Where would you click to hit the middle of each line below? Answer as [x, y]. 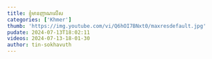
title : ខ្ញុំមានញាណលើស [35, 13]
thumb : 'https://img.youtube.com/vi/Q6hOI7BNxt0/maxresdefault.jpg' [107, 26]
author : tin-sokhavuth [39, 45]
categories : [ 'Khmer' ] [39, 20]
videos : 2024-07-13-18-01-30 [49, 39]
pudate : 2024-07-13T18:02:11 [49, 32]
